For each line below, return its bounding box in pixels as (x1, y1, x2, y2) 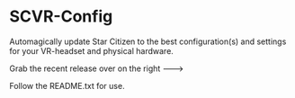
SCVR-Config (9, 6, 113, 27)
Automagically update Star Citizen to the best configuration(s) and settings (9, 36, 287, 47)
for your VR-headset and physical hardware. (9, 45, 174, 56)
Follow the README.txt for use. (9, 80, 125, 91)
